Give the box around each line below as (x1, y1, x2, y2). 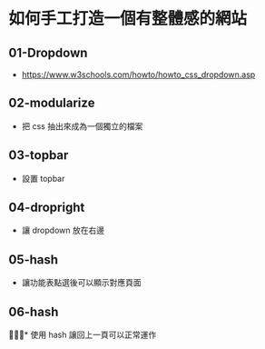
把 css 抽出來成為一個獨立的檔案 (21, 120, 143, 132)
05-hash (8, 252, 59, 267)
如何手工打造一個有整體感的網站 (8, 8, 248, 29)
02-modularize (8, 95, 95, 111)
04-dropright (8, 200, 85, 215)
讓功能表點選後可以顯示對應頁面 (21, 277, 142, 288)
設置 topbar (21, 173, 65, 184)
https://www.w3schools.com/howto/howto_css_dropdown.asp (21, 69, 256, 80)
